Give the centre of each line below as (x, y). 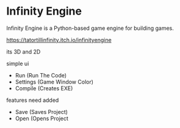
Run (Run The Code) (41, 75)
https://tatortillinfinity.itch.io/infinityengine (59, 40)
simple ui (18, 63)
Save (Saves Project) (41, 112)
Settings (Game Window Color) (54, 82)
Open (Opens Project (42, 118)
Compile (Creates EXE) (44, 88)
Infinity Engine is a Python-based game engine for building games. (90, 28)
